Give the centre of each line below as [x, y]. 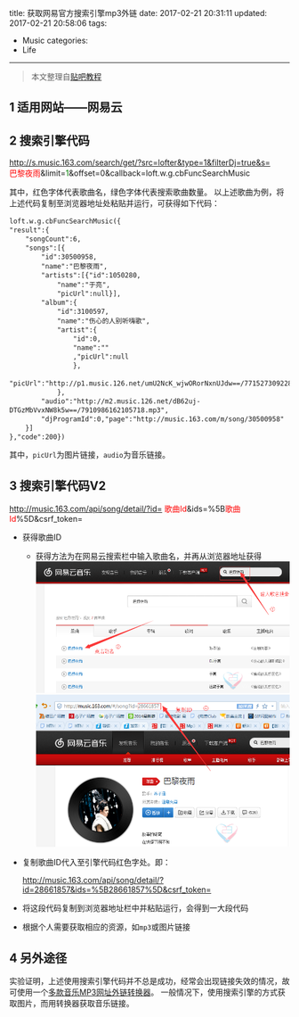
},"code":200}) [37, 437]
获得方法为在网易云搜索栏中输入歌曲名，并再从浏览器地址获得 [149, 557]
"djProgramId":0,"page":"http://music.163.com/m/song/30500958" [163, 419]
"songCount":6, [53, 239]
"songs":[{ [45, 248]
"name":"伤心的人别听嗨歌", [103, 321]
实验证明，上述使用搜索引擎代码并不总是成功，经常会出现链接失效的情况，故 [149, 980]
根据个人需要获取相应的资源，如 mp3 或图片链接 [106, 927]
